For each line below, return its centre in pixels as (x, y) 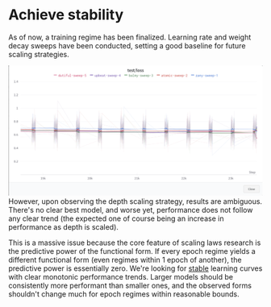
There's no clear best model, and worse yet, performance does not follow (131, 210)
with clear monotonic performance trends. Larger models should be (121, 277)
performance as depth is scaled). (64, 227)
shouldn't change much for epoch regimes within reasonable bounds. (124, 294)
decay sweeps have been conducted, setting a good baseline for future (127, 45)
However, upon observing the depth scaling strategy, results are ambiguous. (135, 201)
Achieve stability (66, 15)
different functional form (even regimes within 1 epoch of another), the (125, 260)
